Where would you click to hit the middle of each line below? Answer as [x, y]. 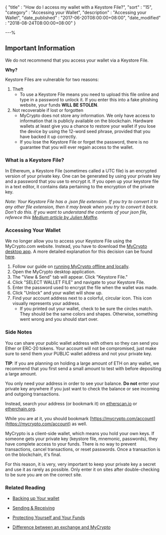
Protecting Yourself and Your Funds [49, 518]
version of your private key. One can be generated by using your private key [83, 176]
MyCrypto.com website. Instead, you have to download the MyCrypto [76, 246]
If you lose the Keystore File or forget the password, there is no [84, 142]
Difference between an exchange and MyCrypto [61, 527]
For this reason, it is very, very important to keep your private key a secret [81, 464]
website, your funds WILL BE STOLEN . [59, 105]
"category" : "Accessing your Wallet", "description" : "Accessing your [76, 12]
